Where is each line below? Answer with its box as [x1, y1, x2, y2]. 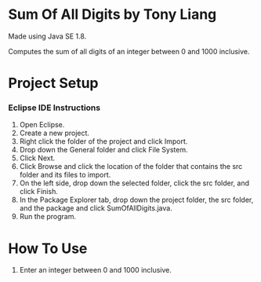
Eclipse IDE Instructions [8, 102, 100, 113]
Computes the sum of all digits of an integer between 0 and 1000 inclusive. [8, 46, 250, 56]
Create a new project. [19, 128, 90, 138]
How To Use [8, 240, 88, 257]
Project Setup [8, 75, 100, 92]
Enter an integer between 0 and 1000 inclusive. [19, 266, 172, 275]
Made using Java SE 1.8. [8, 31, 87, 41]
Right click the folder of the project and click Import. [19, 137, 188, 146]
